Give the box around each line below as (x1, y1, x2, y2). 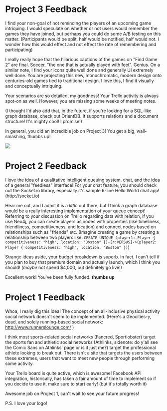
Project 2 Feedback (5, 160, 87, 172)
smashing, (5, 133, 26, 139)
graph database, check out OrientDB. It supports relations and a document (5, 113, 159, 119)
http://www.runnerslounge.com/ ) (5, 324, 74, 330)
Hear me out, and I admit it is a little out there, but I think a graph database (5, 202, 158, 208)
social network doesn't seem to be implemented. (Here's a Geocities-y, (5, 313, 152, 319)
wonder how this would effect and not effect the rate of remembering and (5, 41, 157, 47)
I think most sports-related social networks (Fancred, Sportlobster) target (5, 334, 156, 340)
